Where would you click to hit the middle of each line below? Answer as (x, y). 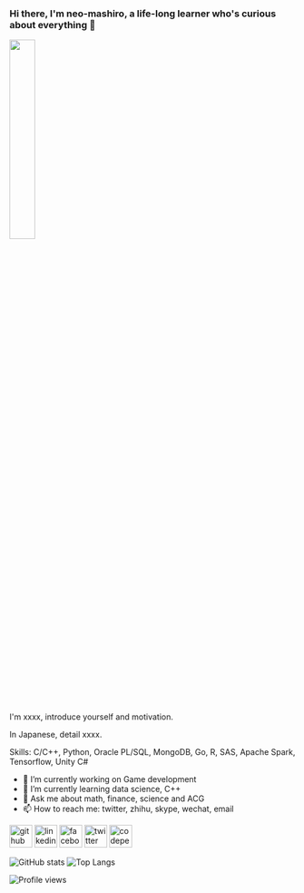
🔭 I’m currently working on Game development (109, 779)
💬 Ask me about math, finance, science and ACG (113, 799)
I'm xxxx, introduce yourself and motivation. (92, 717)
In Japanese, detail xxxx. (56, 735)
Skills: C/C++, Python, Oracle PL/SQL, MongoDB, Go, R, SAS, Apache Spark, (152, 752)
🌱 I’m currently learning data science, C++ (102, 789)
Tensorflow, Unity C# (49, 762)
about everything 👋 (53, 25)
